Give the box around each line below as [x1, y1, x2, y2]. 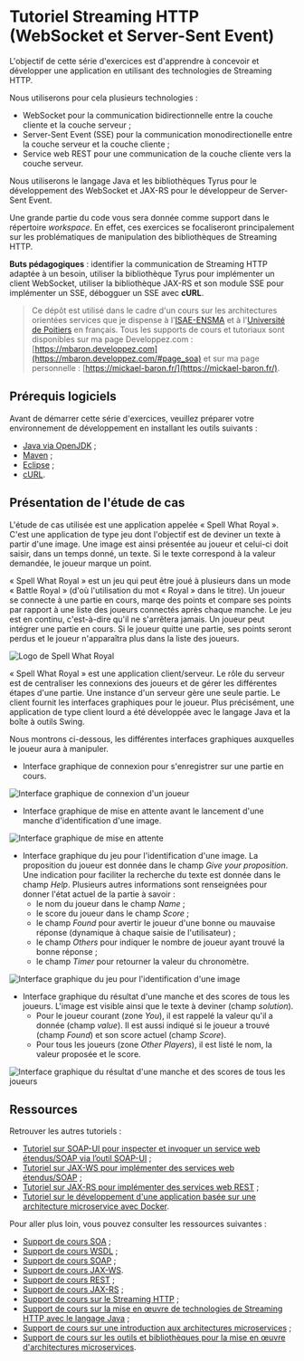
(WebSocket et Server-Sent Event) [9, 25, 275, 46]
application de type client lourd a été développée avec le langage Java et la [9, 706, 291, 717]
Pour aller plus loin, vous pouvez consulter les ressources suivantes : [9, 1219, 267, 1230]
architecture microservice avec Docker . [22, 1201, 170, 1212]
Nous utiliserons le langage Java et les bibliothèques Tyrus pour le [9, 175, 258, 186]
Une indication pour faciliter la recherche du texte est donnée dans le [22, 869, 281, 880]
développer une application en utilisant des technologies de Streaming [9, 65, 272, 76]
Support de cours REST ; [22, 1274, 116, 1286]
